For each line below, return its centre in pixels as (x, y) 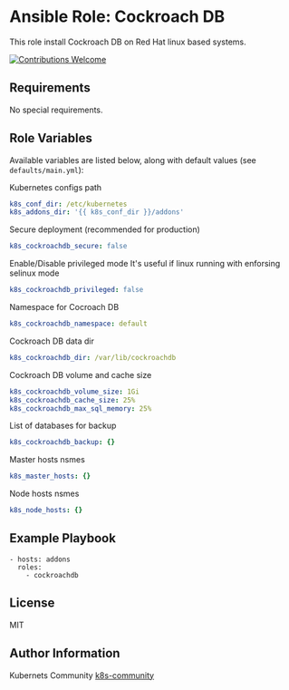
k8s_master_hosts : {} (50, 476)
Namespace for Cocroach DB (64, 307)
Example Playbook (63, 538)
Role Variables (51, 138)
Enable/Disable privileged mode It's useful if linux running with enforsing (145, 264)
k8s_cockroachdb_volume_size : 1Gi (75, 392)
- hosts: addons (40, 559)
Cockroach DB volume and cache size (81, 374)
